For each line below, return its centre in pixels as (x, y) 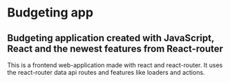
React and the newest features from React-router (115, 48)
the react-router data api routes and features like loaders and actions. (106, 72)
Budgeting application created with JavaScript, (111, 38)
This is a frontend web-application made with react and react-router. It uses (115, 65)
